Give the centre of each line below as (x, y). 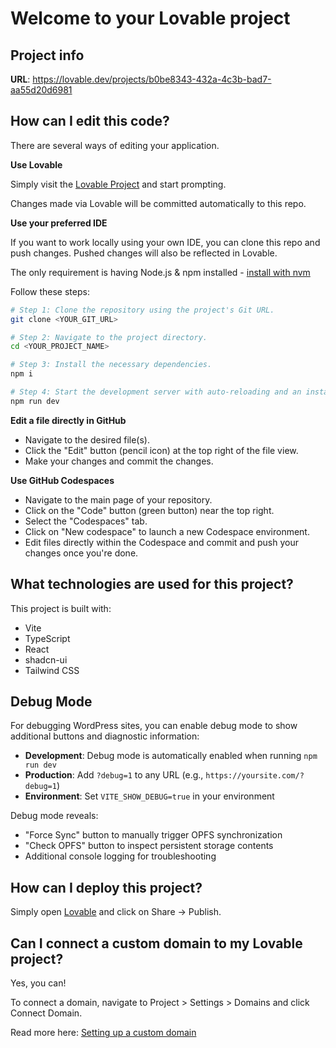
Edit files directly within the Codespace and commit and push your (161, 542)
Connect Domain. (46, 1013)
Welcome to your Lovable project (150, 18)
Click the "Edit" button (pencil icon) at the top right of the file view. (161, 450)
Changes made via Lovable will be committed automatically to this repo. (158, 203)
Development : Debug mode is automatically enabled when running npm (171, 756)
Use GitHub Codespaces (62, 480)
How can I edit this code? (90, 121)
